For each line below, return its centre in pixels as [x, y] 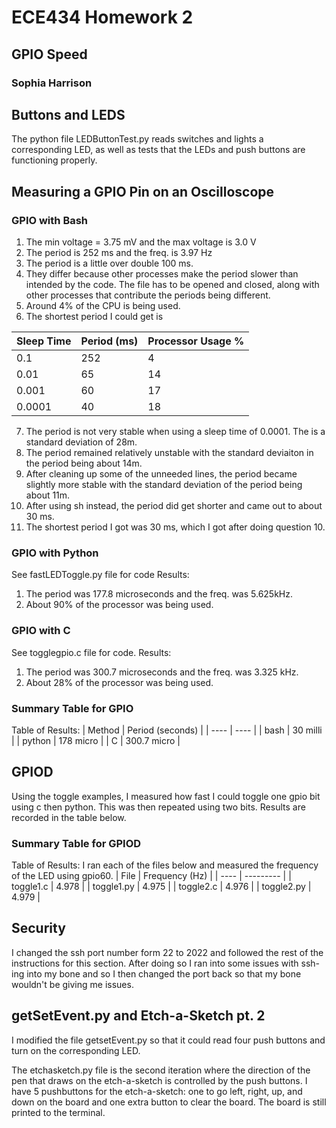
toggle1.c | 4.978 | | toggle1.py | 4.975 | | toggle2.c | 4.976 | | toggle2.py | [161, 886]
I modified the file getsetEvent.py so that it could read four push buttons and [168, 1040]
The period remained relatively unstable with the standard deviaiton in [169, 452]
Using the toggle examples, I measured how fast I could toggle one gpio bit [166, 796]
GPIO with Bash [50, 220]
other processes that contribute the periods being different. [148, 295]
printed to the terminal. [58, 1112]
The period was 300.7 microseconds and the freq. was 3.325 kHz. [162, 672]
